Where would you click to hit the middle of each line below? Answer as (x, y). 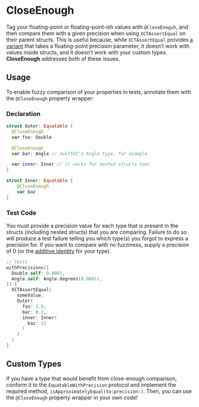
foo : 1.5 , (34, 306)
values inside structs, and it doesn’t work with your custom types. (87, 52)
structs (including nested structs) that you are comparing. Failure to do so (97, 232)
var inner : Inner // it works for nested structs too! (81, 164)
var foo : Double (32, 137)
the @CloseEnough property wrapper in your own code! (72, 397)
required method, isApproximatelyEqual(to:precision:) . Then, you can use (99, 391)
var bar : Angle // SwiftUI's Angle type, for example (80, 154)
